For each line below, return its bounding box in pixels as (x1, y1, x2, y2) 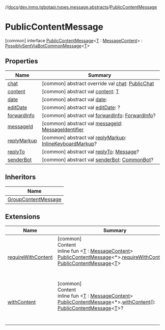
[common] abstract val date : (41, 96, 107, 103)
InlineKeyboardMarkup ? (41, 140, 97, 147)
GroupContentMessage (7, 196, 62, 203)
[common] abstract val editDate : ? (41, 104, 120, 111)
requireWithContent (7, 254, 53, 261)
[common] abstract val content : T (41, 88, 119, 95)
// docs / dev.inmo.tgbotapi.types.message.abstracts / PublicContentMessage (5, 4, 157, 10)
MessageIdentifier (41, 126, 84, 133)
